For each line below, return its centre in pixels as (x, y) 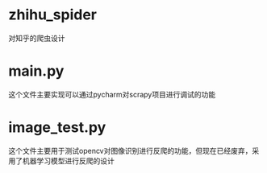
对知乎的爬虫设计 (37, 38)
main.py (36, 71)
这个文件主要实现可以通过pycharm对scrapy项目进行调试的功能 (112, 94)
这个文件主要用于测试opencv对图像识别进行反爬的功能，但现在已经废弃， (130, 150)
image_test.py (57, 128)
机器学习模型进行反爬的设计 (68, 161)
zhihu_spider (52, 15)
